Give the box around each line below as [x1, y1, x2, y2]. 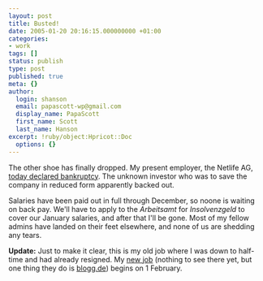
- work [8, 42, 31, 50]
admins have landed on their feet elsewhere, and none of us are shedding [8, 221, 255, 231]
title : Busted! [8, 19, 60, 28]
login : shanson [15, 95, 67, 103]
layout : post [8, 11, 53, 20]
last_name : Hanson [15, 125, 79, 133]
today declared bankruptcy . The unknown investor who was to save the [8, 171, 248, 181]
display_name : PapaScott [15, 110, 100, 119]
